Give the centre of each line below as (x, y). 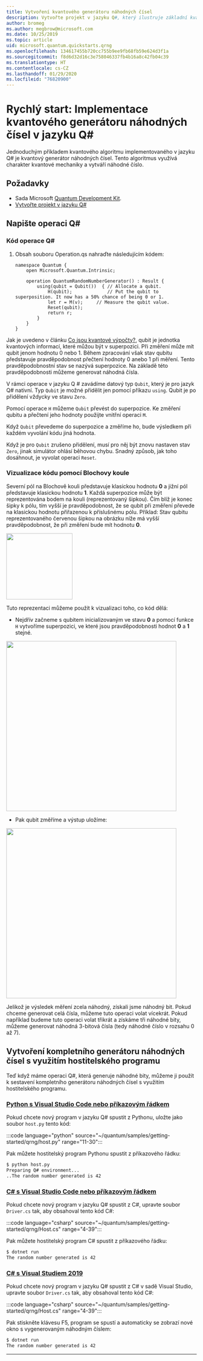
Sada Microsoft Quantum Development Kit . (68, 198)
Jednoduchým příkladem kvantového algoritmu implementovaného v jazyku (101, 152)
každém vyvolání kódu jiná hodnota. (51, 432)
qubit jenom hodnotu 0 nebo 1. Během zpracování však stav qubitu (89, 353)
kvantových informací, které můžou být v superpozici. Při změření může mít (100, 346)
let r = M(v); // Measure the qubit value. (108, 302)
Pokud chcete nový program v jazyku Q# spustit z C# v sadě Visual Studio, (100, 1286)
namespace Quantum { (41, 265)
